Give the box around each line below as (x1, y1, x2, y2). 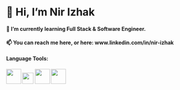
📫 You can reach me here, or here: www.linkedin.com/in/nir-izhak (6, 39, 174, 46)
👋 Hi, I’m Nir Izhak (6, 5, 95, 19)
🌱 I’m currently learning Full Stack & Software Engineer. (6, 25, 146, 32)
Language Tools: (6, 54, 49, 62)
